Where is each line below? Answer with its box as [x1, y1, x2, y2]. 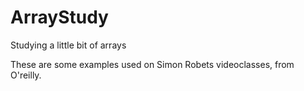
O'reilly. [10, 69, 42, 81]
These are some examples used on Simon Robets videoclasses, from [10, 58, 295, 70]
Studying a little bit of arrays [10, 39, 127, 51]
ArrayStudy [10, 6, 109, 29]
